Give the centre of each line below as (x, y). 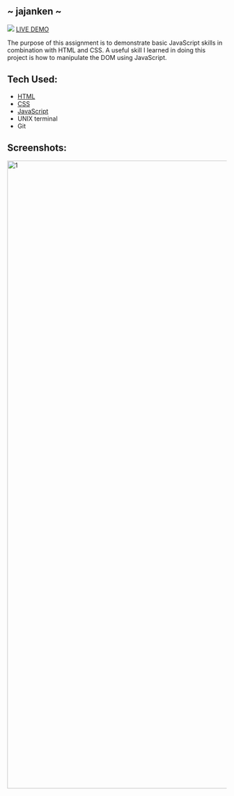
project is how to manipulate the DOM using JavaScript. (87, 57)
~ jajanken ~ (34, 12)
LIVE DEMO (32, 29)
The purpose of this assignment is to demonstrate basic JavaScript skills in (115, 43)
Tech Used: (32, 80)
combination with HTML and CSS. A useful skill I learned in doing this (107, 50)
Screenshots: (37, 148)
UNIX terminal (37, 119)
